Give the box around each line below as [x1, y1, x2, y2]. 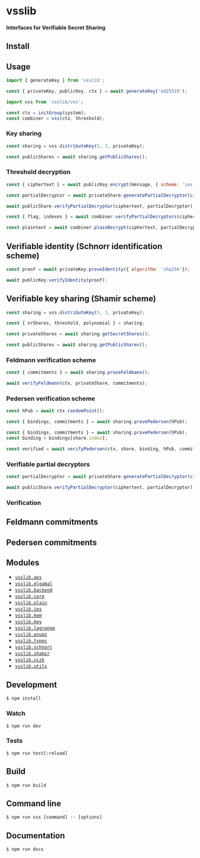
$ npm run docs [6, 847, 44, 853]
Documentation [6, 831, 65, 841]
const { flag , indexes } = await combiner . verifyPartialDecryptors [6, 214, 177, 220]
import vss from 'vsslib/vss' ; [6, 99, 84, 105]
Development [6, 679, 58, 690]
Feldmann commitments [6, 517, 98, 527]
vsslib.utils [14, 663, 48, 670]
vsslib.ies [14, 606, 42, 612]
